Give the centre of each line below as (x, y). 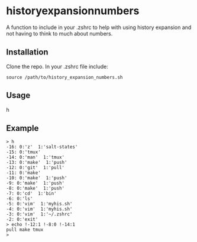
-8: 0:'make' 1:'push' (35, 188)
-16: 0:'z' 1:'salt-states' (42, 147)
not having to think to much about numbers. (59, 33)
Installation (27, 52)
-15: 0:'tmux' (24, 152)
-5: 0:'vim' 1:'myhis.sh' (39, 204)
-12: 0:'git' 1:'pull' (35, 168)
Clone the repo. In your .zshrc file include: (57, 66)
